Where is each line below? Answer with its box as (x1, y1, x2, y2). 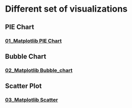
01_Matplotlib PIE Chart (5, 37, 62, 44)
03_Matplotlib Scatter (5, 96, 58, 103)
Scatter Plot (5, 82, 42, 90)
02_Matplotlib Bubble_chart (5, 67, 73, 73)
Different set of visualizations (5, 3, 128, 15)
